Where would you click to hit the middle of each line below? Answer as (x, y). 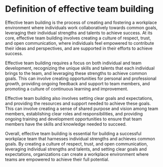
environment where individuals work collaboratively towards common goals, (81, 27)
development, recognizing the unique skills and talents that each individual (80, 68)
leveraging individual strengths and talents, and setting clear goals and (76, 149)
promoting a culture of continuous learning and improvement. (67, 89)
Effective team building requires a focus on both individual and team (73, 63)
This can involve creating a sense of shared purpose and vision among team (81, 109)
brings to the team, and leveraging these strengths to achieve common (76, 73)
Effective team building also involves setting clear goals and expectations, (79, 98)
